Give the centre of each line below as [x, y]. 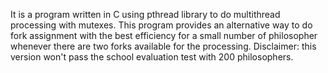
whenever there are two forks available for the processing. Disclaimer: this [163, 46]
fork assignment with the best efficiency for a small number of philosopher [164, 35]
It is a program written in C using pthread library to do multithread [145, 14]
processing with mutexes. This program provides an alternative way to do [161, 25]
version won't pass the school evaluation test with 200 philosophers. [152, 57]
